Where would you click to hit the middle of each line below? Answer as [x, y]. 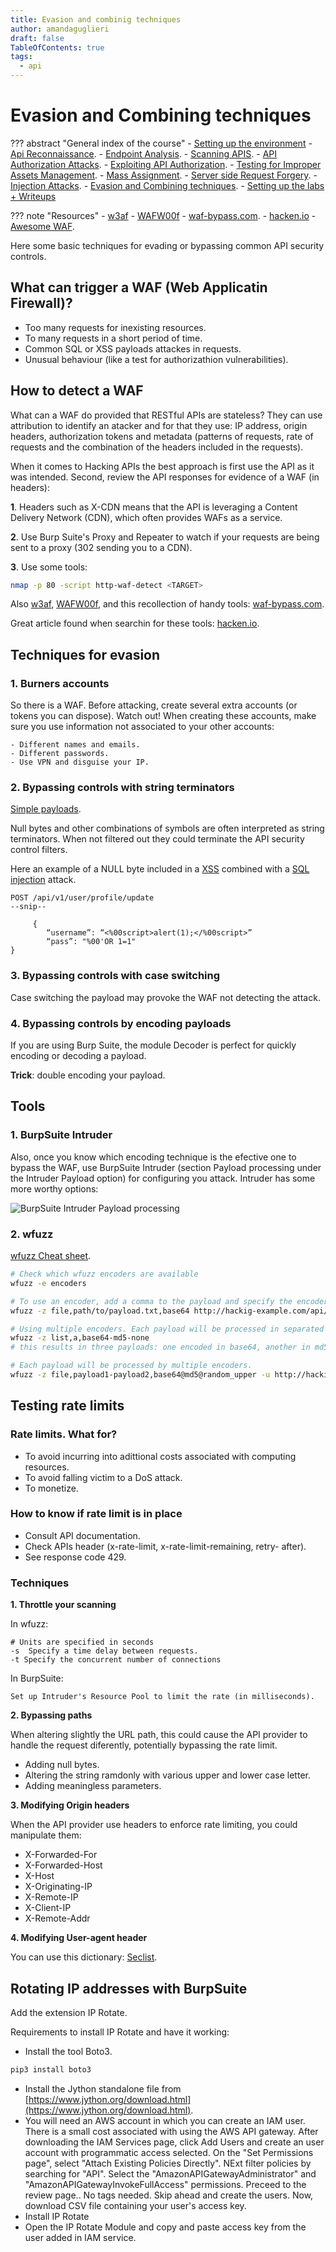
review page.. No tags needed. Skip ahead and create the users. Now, [169, 2195]
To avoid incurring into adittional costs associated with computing [160, 1456]
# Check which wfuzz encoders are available [104, 1274]
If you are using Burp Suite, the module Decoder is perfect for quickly [153, 1045]
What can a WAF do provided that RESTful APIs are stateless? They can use [166, 415]
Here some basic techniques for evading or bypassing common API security [167, 245]
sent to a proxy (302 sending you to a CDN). [101, 547]
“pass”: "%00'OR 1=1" [91, 942]
